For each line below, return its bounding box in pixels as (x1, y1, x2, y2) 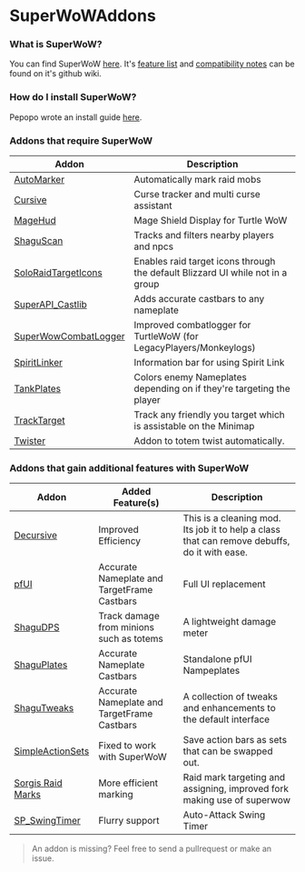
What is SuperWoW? (9, 38, 103, 51)
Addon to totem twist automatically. (133, 435, 285, 447)
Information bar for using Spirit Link (133, 356, 285, 369)
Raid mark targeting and (182, 771, 286, 784)
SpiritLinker (14, 356, 64, 369)
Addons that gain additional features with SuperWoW (9, 462, 250, 474)
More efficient (98, 777, 159, 789)
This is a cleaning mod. (182, 512, 281, 525)
